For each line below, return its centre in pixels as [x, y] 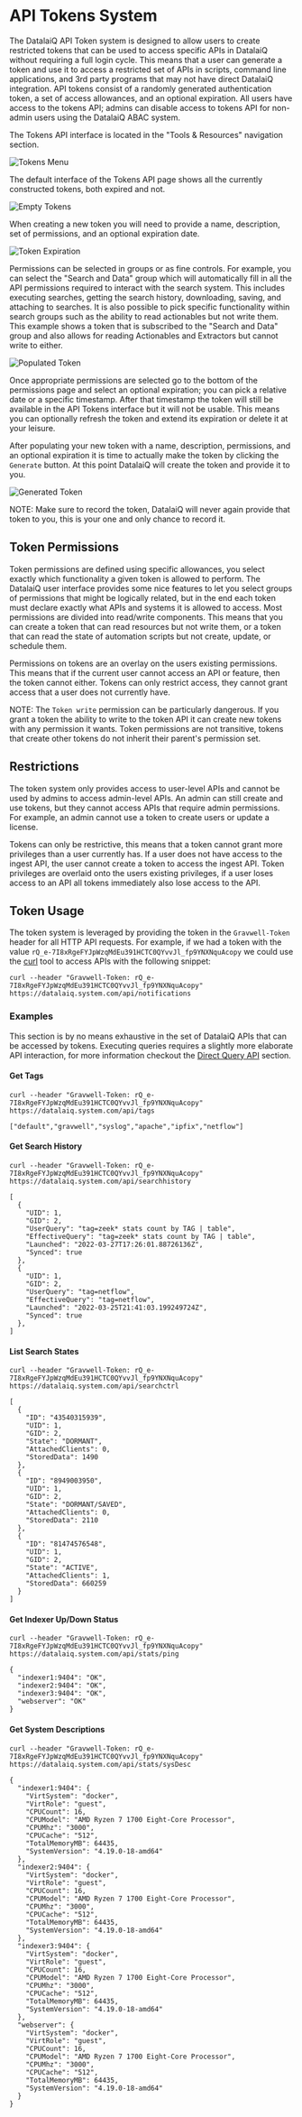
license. [24, 827]
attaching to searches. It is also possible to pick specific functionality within [150, 307]
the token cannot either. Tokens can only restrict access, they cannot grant [149, 682]
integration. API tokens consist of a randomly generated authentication [141, 88]
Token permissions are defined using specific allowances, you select [137, 569]
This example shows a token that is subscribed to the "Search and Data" [144, 326]
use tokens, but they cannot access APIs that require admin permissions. [145, 808]
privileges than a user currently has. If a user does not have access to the [146, 854]
